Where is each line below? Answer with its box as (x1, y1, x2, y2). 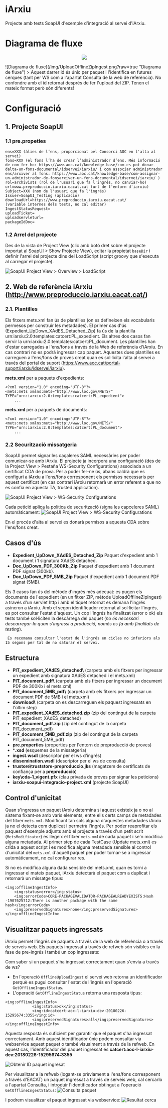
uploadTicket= (5, 210, 35, 215)
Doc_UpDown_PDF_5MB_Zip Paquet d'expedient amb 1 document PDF (12, 574, 159, 580)
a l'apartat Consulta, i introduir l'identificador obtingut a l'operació (5, 1082, 141, 1088)
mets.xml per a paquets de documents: (5, 406, 87, 412)
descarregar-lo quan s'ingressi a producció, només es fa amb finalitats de (5, 620, 159, 626)
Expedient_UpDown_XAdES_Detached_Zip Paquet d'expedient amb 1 (12, 552, 158, 558)
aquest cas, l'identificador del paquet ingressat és (5, 1046, 109, 1053)
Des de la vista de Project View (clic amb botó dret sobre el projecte (5, 243, 146, 249)
